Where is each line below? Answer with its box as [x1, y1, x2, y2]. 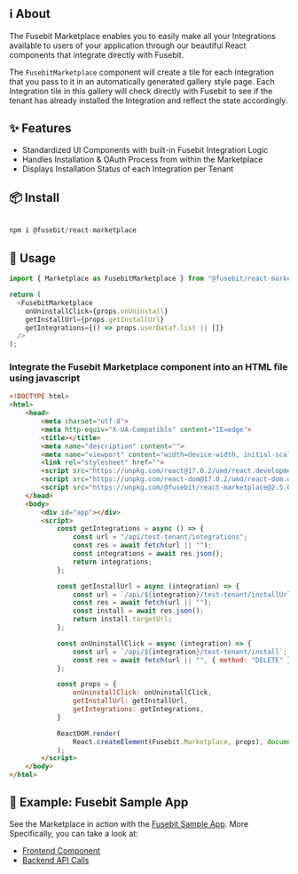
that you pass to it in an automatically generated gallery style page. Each [9, 76, 275, 86]
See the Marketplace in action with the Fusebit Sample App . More [9, 818, 249, 829]
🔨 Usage [9, 251, 56, 266]
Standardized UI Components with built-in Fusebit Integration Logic [21, 144, 269, 155]
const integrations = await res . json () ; [72, 549, 224, 558]
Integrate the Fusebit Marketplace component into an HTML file [9, 361, 288, 373]
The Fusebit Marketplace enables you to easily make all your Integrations [9, 30, 277, 41]
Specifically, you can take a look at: [9, 828, 139, 838]
